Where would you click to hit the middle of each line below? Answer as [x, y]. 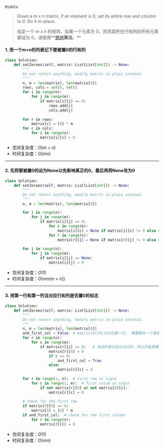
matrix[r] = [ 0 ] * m [52, 124]
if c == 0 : [60, 356]
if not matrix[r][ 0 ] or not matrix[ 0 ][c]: [84, 388]
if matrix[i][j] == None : [66, 258]
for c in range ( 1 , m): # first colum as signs [81, 383]
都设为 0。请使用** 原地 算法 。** [49, 37]
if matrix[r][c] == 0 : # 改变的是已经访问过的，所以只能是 [97, 347]
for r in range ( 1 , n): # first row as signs [70, 379]
